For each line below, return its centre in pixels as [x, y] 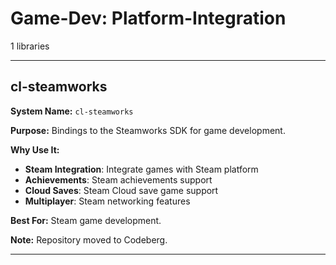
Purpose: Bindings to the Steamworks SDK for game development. [148, 130]
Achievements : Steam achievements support [118, 179]
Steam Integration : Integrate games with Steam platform [141, 169]
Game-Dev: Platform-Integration [148, 18]
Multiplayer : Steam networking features [107, 201]
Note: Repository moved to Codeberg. [89, 239]
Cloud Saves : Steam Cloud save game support [121, 190]
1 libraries [30, 46]
